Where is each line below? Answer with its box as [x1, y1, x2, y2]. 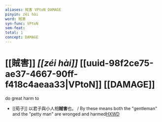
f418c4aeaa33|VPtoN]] [5, 79, 102, 90]
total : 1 [5, 30, 23, 35]
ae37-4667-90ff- [5, 69, 78, 80]
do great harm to [5, 95, 39, 101]
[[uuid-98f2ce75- [79, 58, 154, 69]
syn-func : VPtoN [5, 21, 38, 26]
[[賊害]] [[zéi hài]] [5, 58, 78, 69]
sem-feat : [5, 26, 26, 31]
